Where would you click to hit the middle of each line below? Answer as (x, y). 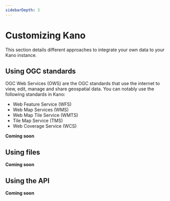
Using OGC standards (40, 71)
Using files (23, 152)
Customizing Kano (46, 35)
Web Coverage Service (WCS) (45, 126)
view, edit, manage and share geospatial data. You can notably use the (80, 89)
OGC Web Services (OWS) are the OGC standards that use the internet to (83, 84)
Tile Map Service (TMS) (38, 120)
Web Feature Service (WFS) (42, 104)
